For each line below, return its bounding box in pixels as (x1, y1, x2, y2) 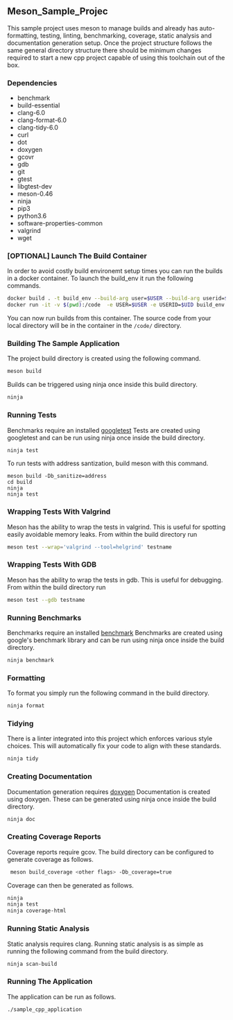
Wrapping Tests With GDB (7, 560, 97, 569)
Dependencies (7, 78, 58, 87)
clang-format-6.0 (17, 116, 67, 124)
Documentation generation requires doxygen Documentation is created (7, 787, 210, 796)
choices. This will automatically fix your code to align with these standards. (7, 742, 222, 750)
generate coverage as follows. (7, 855, 94, 863)
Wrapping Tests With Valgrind (7, 507, 111, 517)
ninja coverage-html (7, 908, 67, 915)
